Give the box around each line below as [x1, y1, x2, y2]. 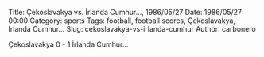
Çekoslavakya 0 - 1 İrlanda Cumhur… [8, 40, 129, 49]
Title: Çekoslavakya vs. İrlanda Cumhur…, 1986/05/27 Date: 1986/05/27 [8, 8, 243, 17]
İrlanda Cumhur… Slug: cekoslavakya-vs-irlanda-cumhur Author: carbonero [8, 25, 256, 33]
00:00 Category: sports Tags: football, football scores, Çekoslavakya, [8, 16, 236, 25]
